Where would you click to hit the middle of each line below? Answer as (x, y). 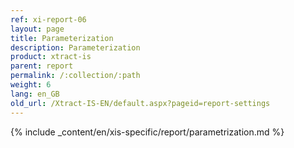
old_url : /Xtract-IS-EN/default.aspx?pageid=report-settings (140, 103)
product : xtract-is (51, 57)
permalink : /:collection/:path (75, 76)
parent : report (42, 66)
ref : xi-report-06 (48, 19)
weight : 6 (31, 85)
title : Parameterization (62, 38)
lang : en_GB (35, 94)
